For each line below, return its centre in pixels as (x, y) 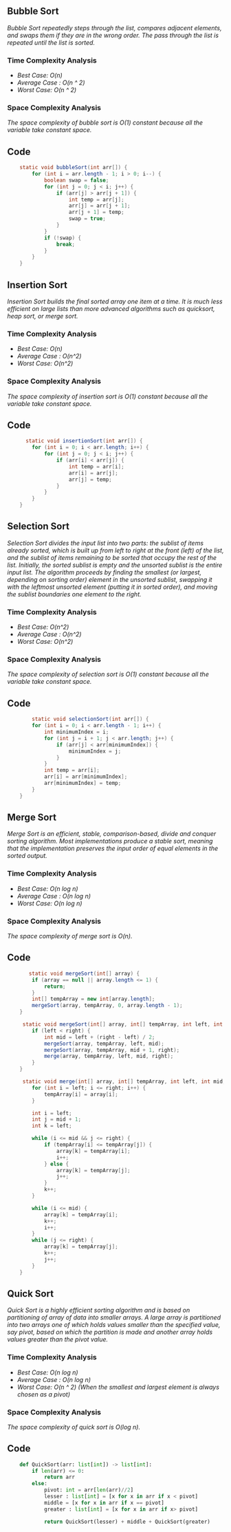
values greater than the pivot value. (58, 1339)
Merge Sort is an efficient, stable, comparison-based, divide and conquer (112, 834)
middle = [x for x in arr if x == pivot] (104, 1502)
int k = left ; (52, 1126)
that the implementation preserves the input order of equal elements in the (113, 848)
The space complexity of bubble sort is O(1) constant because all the (105, 122)
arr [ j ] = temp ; (90, 479)
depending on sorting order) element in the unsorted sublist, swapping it (110, 579)
